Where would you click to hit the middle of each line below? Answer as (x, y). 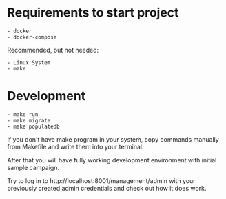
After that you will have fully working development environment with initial (112, 160)
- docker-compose (32, 37)
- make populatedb (33, 126)
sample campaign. (33, 167)
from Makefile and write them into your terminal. (75, 146)
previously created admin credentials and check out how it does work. (107, 188)
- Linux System (29, 63)
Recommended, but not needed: (53, 50)
